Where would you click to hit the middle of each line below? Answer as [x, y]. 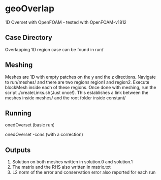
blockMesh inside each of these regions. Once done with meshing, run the [81, 87]
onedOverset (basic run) [30, 125]
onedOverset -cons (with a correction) [44, 135]
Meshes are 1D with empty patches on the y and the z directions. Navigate [80, 77]
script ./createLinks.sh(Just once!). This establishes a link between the [77, 92]
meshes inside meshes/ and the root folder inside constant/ [65, 98]
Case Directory [29, 38]
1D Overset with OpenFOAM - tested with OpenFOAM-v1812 [66, 22]
